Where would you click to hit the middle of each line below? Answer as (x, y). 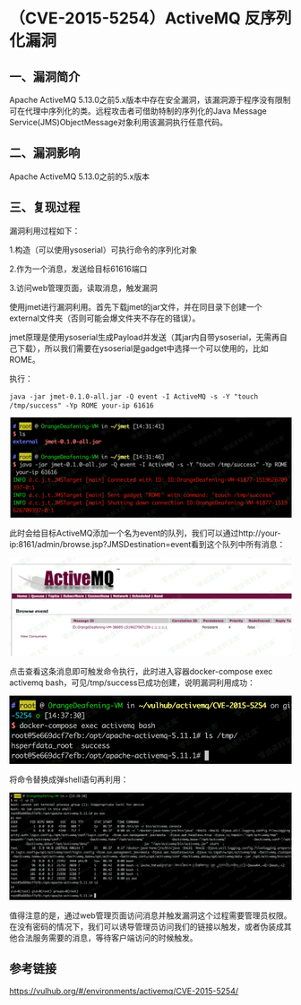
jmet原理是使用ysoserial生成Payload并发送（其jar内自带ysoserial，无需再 (145, 337)
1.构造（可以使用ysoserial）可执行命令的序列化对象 (103, 249)
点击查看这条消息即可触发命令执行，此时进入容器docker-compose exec (141, 672)
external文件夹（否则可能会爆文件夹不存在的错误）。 (105, 318)
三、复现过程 (45, 207)
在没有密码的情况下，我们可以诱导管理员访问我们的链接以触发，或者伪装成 (146, 926)
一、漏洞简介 (45, 77)
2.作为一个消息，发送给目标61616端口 (78, 269)
